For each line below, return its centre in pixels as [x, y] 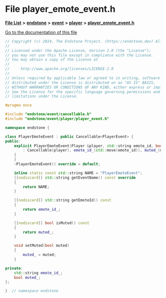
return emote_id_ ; [42, 210]
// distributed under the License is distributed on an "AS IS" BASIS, [80, 82]
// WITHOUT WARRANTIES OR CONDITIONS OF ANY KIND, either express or [78, 87]
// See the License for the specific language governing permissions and [83, 92]
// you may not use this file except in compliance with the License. [79, 55]
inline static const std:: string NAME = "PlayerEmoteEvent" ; [78, 173]
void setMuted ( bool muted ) [42, 246]
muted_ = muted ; [40, 255]
